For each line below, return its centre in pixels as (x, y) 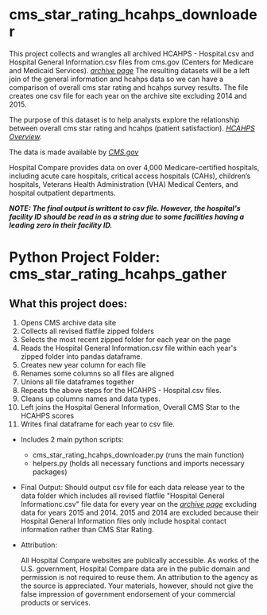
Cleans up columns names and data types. (91, 399)
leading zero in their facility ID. (61, 225)
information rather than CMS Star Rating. (87, 529)
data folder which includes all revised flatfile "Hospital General (122, 496)
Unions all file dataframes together (77, 381)
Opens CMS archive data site (68, 322)
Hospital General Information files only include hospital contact (124, 521)
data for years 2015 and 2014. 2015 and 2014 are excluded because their (139, 512)
